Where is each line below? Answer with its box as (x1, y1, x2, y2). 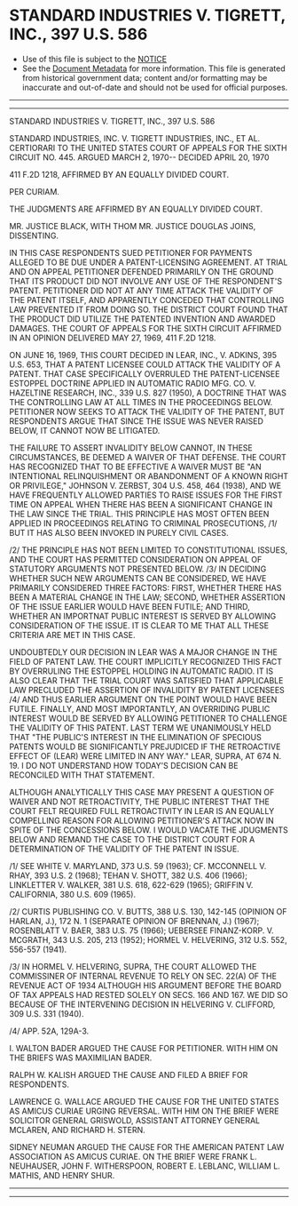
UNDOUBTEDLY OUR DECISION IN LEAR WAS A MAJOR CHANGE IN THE (9, 646, 278, 658)
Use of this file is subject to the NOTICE (21, 53, 167, 64)
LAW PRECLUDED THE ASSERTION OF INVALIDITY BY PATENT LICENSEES (9, 684, 286, 695)
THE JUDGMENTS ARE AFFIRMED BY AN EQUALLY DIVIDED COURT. (9, 204, 263, 214)
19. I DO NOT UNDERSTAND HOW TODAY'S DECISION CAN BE (9, 760, 239, 771)
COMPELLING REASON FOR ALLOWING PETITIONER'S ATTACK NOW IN (9, 815, 275, 826)
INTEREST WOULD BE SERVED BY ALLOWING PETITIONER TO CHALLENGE (9, 713, 288, 723)
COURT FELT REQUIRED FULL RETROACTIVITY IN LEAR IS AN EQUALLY (9, 805, 275, 816)
